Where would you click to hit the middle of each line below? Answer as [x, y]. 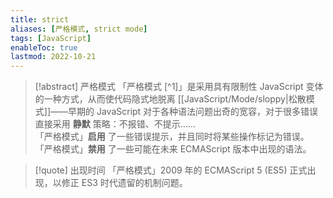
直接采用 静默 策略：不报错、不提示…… [115, 124]
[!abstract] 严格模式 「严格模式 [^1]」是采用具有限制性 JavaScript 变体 [179, 87]
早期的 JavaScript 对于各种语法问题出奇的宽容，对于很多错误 [193, 112]
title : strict [40, 19]
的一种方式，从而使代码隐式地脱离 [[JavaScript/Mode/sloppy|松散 [170, 99]
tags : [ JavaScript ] [51, 38]
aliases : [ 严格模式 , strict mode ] [79, 29]
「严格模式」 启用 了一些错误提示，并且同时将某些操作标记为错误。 [172, 137]
